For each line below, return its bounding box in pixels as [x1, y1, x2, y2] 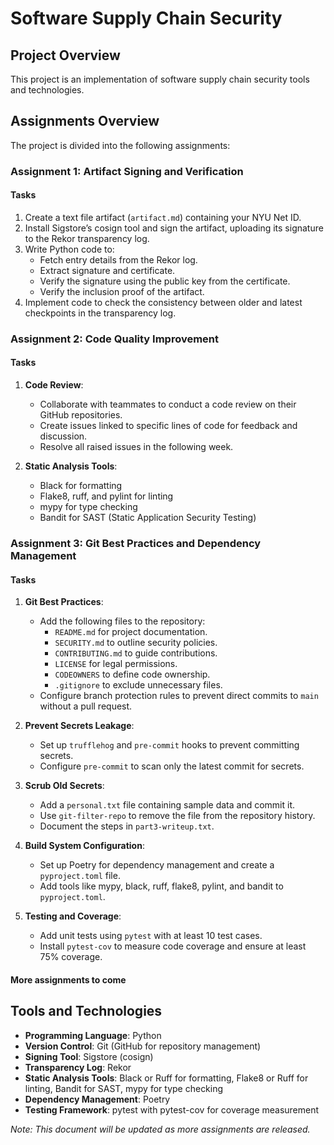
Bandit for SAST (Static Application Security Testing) [39, 512, 257, 524]
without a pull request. [39, 700, 133, 712]
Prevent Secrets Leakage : [24, 720, 135, 732]
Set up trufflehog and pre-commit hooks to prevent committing [39, 739, 300, 751]
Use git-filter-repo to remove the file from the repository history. [39, 810, 316, 822]
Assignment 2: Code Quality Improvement [10, 332, 220, 346]
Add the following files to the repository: [39, 615, 206, 627]
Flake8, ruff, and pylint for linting [39, 490, 174, 502]
